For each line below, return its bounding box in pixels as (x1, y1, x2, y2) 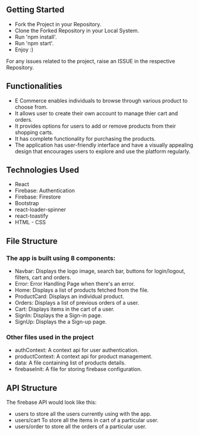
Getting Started (6, 5, 65, 15)
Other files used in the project (6, 333, 94, 342)
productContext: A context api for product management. (14, 353, 153, 360)
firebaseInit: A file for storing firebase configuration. (14, 366, 143, 373)
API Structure (6, 383, 58, 393)
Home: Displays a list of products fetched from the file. (14, 286, 149, 294)
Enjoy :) (14, 46, 34, 53)
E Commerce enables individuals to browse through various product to (14, 97, 188, 104)
